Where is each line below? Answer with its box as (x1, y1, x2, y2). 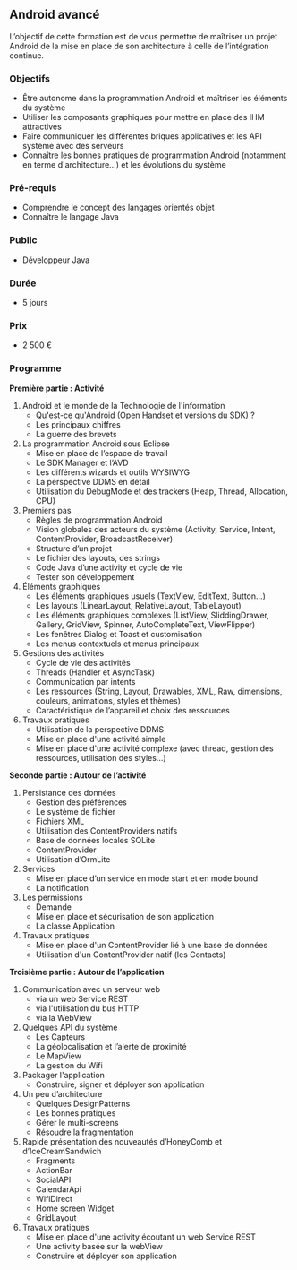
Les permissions (21, 892, 83, 903)
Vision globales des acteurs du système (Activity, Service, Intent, (35, 523, 276, 534)
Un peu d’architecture (21, 1088, 103, 1099)
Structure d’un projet (35, 542, 112, 554)
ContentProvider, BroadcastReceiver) (35, 533, 174, 544)
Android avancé (9, 7, 100, 22)
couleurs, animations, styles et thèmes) (35, 695, 182, 706)
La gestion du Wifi (35, 1059, 103, 1070)
